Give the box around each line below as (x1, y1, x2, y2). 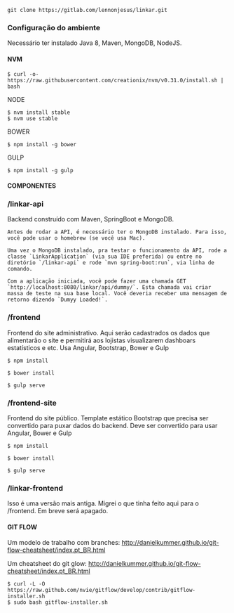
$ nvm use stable (7, 115, 58, 122)
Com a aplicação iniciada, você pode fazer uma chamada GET (7, 278, 187, 285)
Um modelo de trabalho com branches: (7, 538, 121, 547)
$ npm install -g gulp (7, 167, 74, 174)
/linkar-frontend (7, 483, 64, 493)
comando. (7, 266, 33, 273)
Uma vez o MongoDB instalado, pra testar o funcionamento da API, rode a (7, 247, 228, 254)
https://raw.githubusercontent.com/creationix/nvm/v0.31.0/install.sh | (7, 77, 224, 84)
